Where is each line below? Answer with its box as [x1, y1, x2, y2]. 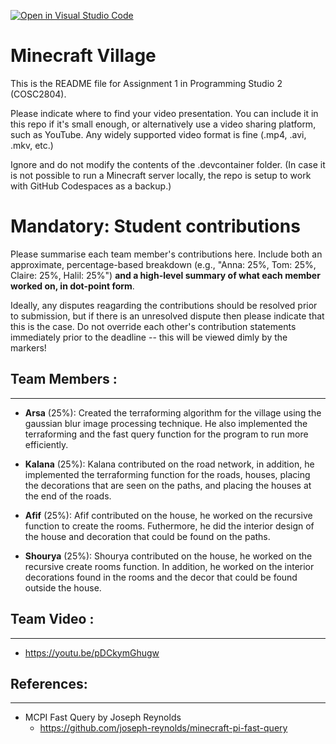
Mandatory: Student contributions [10, 215, 301, 238]
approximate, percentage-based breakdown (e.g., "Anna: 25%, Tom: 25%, [10, 258, 317, 270]
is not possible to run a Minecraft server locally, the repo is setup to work [10, 169, 312, 181]
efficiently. [24, 438, 69, 450]
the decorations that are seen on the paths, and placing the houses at [24, 479, 312, 491]
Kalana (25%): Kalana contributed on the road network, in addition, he [24, 458, 315, 470]
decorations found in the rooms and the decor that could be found [24, 571, 298, 583]
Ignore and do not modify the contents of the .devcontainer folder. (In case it [10, 158, 326, 170]
